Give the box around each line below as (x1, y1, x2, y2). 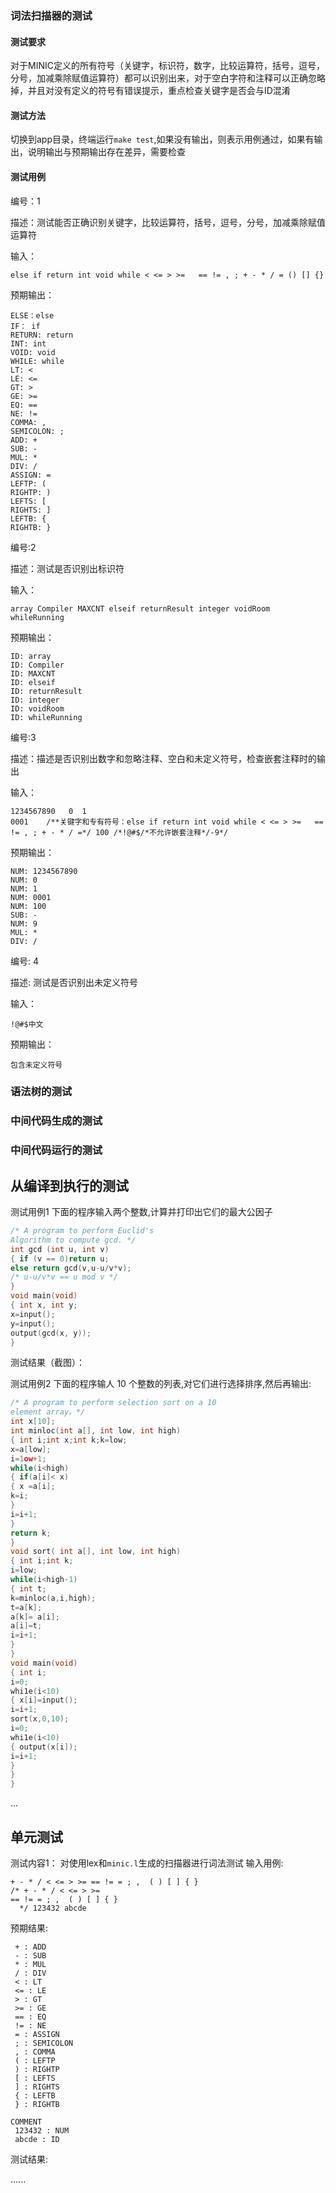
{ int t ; (10, 1583, 47, 1594)
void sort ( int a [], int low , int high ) (10, 1547, 182, 1557)
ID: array (10, 651, 52, 661)
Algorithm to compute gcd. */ (10, 1235, 137, 1245)
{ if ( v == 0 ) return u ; (10, 1253, 110, 1264)
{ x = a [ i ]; (10, 1482, 56, 1492)
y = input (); (10, 1318, 56, 1329)
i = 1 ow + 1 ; (10, 1453, 47, 1464)
